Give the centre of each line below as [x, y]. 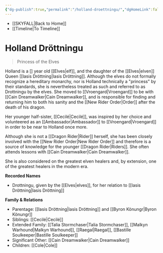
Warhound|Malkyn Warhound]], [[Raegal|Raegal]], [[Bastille [71, 230]
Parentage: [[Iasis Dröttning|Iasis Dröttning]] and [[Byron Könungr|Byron [84, 209]
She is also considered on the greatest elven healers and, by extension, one [81, 161]
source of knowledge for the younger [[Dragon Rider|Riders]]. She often [77, 147]
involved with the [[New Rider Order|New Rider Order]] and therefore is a [78, 141]
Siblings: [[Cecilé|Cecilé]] [38, 219]
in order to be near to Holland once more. [46, 127]
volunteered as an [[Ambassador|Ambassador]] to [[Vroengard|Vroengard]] [81, 121]
